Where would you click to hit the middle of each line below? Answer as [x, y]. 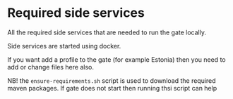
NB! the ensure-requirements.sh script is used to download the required [112, 80]
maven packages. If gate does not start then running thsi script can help [112, 88]
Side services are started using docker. [64, 46]
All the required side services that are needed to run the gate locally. [107, 32]
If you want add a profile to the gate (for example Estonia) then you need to [116, 59]
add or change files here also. [50, 67]
